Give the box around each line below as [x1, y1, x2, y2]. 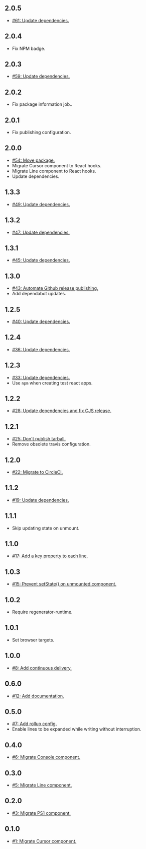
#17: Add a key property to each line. [12, 553, 88, 559]
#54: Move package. [12, 157, 55, 163]
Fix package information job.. [12, 101, 73, 107]
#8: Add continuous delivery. [12, 665, 72, 671]
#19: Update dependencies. [12, 497, 69, 503]
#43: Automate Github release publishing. [12, 285, 98, 291]
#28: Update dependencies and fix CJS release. [12, 408, 111, 414]
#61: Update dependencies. [12, 17, 69, 23]
